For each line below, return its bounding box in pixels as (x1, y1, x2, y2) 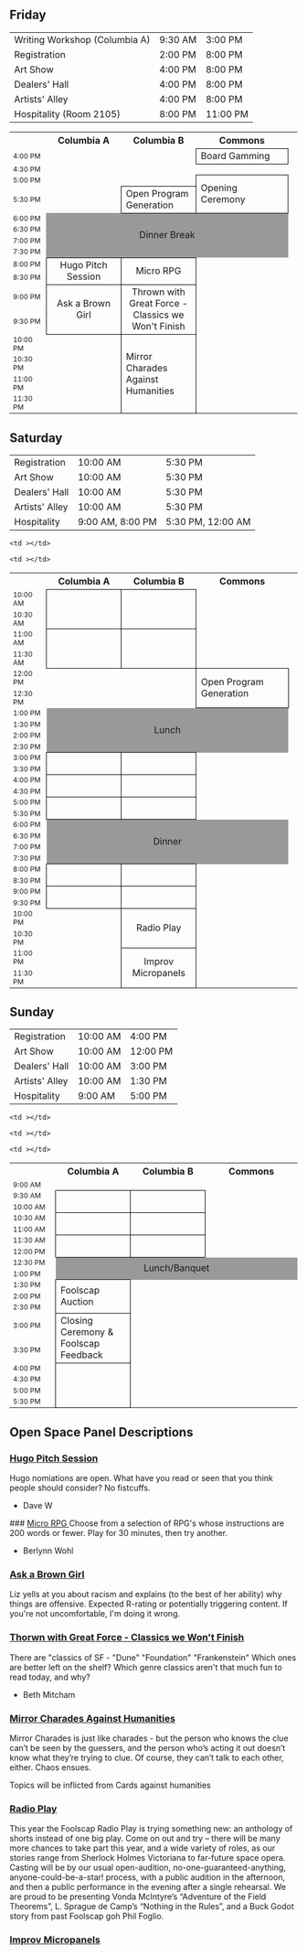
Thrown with (132, 285, 185, 298)
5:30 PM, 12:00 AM (165, 516, 251, 529)
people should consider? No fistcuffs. (9, 1482, 151, 1494)
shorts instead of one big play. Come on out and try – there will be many (9, 1833, 281, 1844)
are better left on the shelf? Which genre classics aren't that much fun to (9, 1661, 283, 1672)
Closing (60, 1314, 93, 1327)
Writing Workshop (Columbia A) (14, 33, 151, 46)
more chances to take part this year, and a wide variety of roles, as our (9, 1842, 276, 1853)
